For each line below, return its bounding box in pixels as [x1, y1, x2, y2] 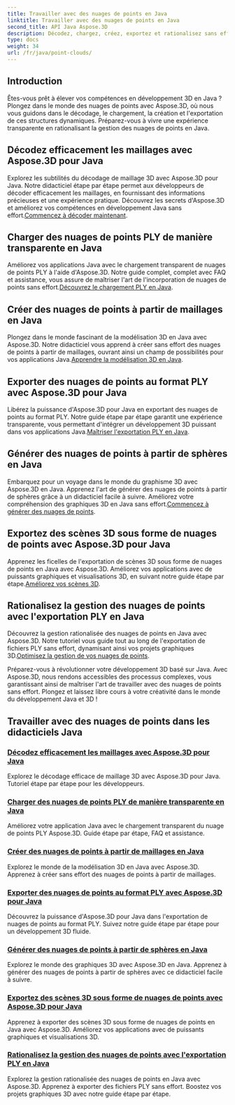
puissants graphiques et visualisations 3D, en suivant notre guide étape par [7, 572, 225, 581]
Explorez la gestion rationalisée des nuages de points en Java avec [7, 1074, 201, 1083]
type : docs [7, 36, 39, 43]
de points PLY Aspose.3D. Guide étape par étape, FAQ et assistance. [7, 829, 205, 838]
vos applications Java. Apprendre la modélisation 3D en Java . [7, 355, 183, 364]
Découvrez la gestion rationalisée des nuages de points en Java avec [7, 629, 208, 638]
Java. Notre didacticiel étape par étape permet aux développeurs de [7, 181, 204, 189]
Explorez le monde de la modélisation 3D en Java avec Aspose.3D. [7, 862, 200, 871]
